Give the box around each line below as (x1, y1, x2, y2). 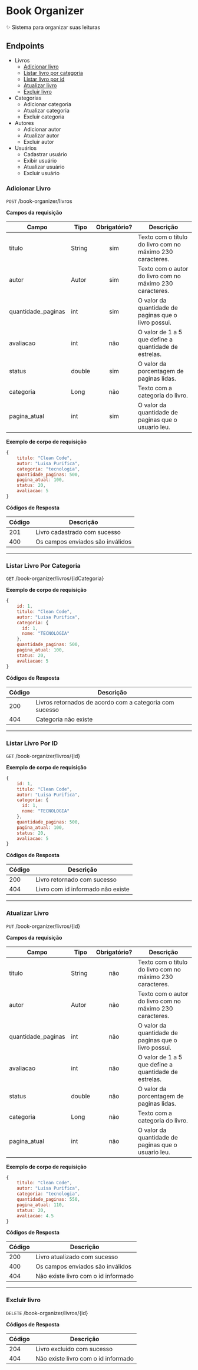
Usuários (14, 144, 37, 152)
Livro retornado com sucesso (35, 875, 117, 884)
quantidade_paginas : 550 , (16, 1197, 81, 1203)
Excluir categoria (23, 113, 65, 120)
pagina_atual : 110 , (16, 1201, 65, 1208)
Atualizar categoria (23, 107, 70, 114)
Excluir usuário (23, 169, 60, 176)
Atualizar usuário (23, 163, 65, 170)
